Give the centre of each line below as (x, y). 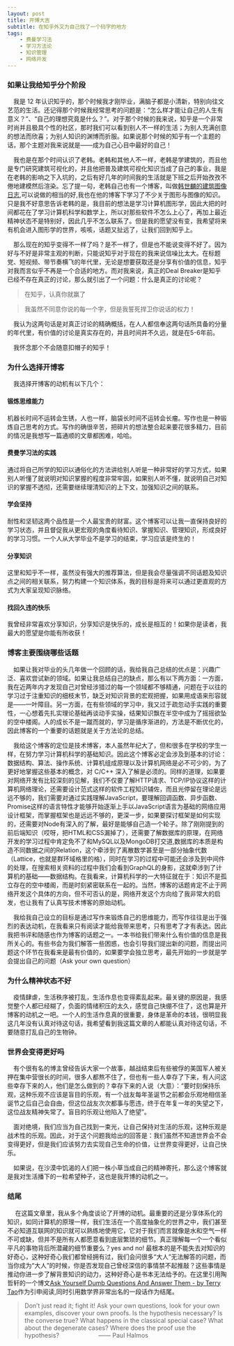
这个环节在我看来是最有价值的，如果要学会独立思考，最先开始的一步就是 (117, 952)
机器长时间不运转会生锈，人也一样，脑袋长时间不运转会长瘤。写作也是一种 (114, 418)
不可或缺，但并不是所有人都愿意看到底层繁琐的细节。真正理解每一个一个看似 (117, 1239)
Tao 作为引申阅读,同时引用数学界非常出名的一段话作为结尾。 (93, 1292)
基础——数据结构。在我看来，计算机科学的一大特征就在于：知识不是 (123, 876)
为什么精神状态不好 (39, 980)
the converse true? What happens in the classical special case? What (124, 1320)
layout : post (26, 14)
